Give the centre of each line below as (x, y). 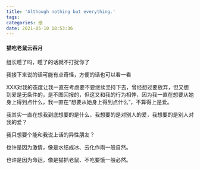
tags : (13, 17)
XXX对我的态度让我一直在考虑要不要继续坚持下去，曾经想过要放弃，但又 (95, 87)
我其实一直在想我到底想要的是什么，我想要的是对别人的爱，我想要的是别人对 (100, 115)
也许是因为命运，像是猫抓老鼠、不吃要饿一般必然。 (69, 160)
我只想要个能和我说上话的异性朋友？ (51, 135)
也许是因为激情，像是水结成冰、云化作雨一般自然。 (69, 147)
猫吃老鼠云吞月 (24, 47)
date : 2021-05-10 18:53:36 (40, 28)
